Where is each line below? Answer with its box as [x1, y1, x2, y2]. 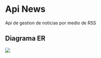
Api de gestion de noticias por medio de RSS [5, 20, 97, 26]
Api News [5, 3, 46, 15]
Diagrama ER [5, 34, 46, 43]
